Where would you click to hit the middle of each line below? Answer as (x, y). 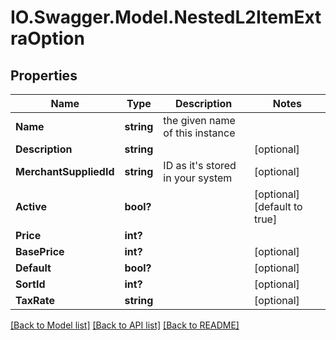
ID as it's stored (200, 165)
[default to (278, 206)
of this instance (199, 133)
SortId (30, 284)
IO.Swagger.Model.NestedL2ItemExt (166, 17)
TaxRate (35, 300)
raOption (47, 38)
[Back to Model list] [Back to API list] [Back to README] (125, 325)
